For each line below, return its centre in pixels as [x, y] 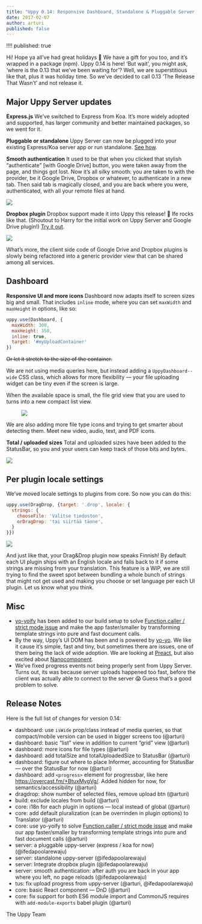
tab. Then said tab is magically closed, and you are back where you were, [97, 185]
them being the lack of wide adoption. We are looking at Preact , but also [104, 653]
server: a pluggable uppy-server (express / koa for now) [84, 845]
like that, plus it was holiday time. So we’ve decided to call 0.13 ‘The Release [100, 76]
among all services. [30, 262]
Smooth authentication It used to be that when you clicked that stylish [94, 159]
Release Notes [34, 704]
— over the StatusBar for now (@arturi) [63, 768]
